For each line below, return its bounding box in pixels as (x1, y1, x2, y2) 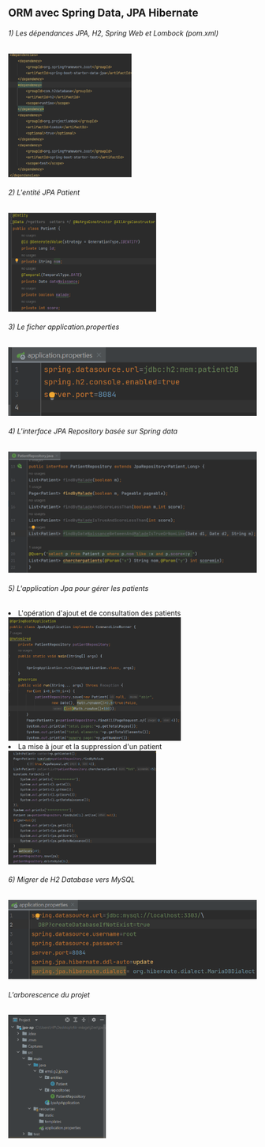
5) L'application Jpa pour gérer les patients (8, 584, 149, 593)
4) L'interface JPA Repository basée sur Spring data (8, 426, 178, 436)
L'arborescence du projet (8, 990, 91, 999)
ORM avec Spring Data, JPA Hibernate (8, 6, 199, 20)
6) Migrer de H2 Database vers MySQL (8, 875, 136, 884)
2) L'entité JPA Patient (8, 187, 80, 197)
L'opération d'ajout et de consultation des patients (18, 608, 181, 618)
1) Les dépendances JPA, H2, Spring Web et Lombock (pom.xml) (8, 28, 219, 38)
